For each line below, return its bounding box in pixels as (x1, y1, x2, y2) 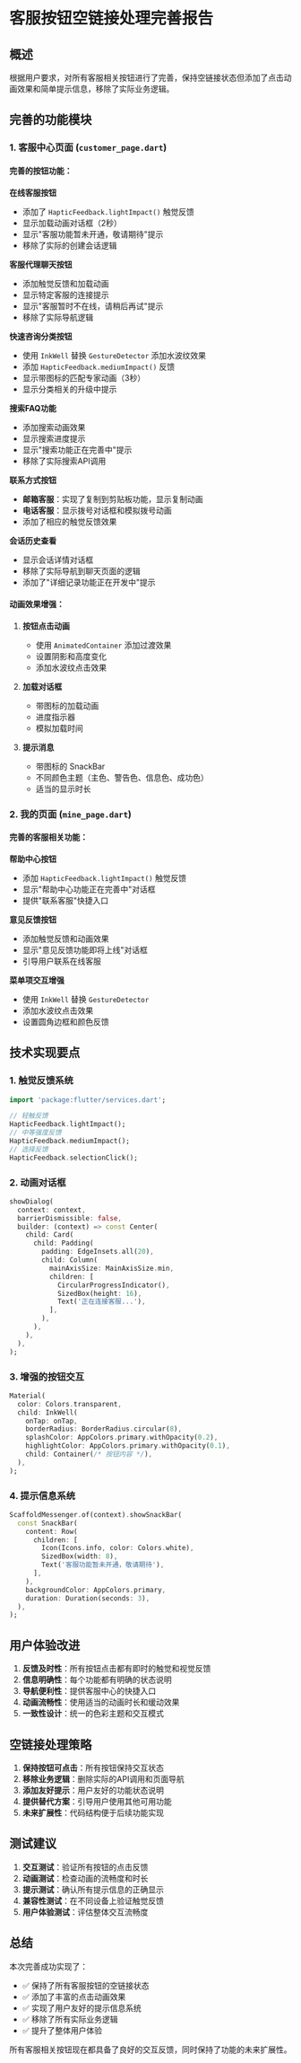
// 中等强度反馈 (9, 1128, 62, 1137)
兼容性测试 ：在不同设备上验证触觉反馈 (21, 1895, 164, 1906)
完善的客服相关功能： (9, 832, 88, 842)
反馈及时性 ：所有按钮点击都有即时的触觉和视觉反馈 (21, 1663, 211, 1674)
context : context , (17, 1205, 87, 1214)
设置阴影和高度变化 (35, 650, 107, 661)
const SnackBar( (17, 1519, 78, 1528)
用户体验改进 (9, 1637, 81, 1653)
